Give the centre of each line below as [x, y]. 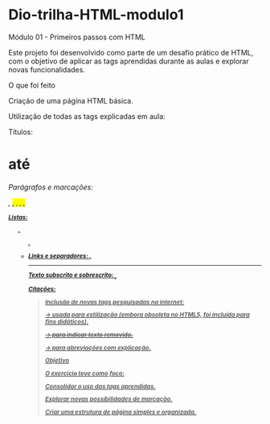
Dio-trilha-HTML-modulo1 [96, 15]
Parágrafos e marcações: [51, 187]
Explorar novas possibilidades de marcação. [109, 399]
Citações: [42, 289]
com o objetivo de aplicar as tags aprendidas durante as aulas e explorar [129, 61]
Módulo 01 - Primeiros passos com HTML [77, 37]
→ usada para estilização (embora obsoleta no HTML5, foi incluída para [148, 315]
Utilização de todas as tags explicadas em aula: [87, 116]
